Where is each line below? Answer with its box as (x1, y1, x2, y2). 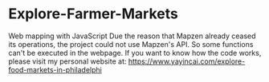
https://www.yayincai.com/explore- (128, 57, 246, 66)
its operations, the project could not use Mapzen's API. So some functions (8, 39, 254, 49)
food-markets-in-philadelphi (8, 64, 102, 74)
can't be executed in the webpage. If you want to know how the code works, (8, 48, 262, 57)
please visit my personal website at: (8, 57, 127, 66)
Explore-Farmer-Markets (8, 5, 178, 23)
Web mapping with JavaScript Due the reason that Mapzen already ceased (8, 31, 256, 41)
